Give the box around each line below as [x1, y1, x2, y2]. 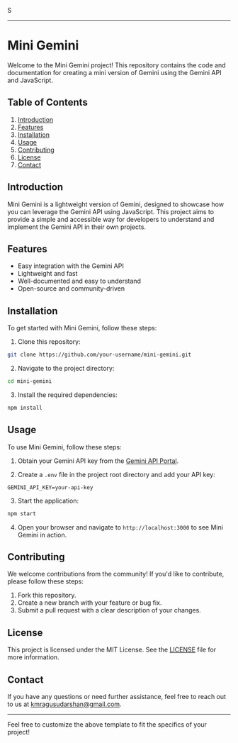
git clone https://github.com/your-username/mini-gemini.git [7, 351, 192, 359]
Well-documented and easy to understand [17, 276, 142, 286]
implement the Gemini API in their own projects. [7, 223, 147, 231]
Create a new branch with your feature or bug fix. [17, 598, 162, 607]
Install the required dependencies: [17, 390, 118, 399]
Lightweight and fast [17, 269, 78, 278]
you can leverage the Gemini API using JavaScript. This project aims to [7, 207, 215, 216]
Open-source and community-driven [17, 284, 125, 293]
